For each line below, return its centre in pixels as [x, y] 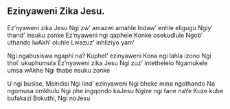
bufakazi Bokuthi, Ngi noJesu [49, 98]
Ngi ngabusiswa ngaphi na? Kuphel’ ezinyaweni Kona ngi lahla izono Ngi [109, 56]
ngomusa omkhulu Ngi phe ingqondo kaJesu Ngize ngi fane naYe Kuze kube [115, 90]
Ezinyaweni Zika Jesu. [56, 11]
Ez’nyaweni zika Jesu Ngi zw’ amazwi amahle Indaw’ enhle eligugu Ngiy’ [110, 27]
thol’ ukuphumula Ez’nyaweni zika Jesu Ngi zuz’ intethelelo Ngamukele [107, 63]
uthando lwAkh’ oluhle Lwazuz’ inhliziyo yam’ [71, 42]
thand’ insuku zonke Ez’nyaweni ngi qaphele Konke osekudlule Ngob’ [105, 35]
